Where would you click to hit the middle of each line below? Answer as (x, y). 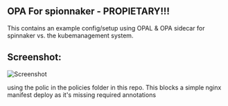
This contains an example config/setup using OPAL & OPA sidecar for (106, 28)
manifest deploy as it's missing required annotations (82, 95)
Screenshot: (34, 57)
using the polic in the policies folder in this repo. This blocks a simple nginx (114, 87)
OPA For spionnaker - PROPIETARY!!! (88, 11)
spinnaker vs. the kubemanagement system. (70, 35)
